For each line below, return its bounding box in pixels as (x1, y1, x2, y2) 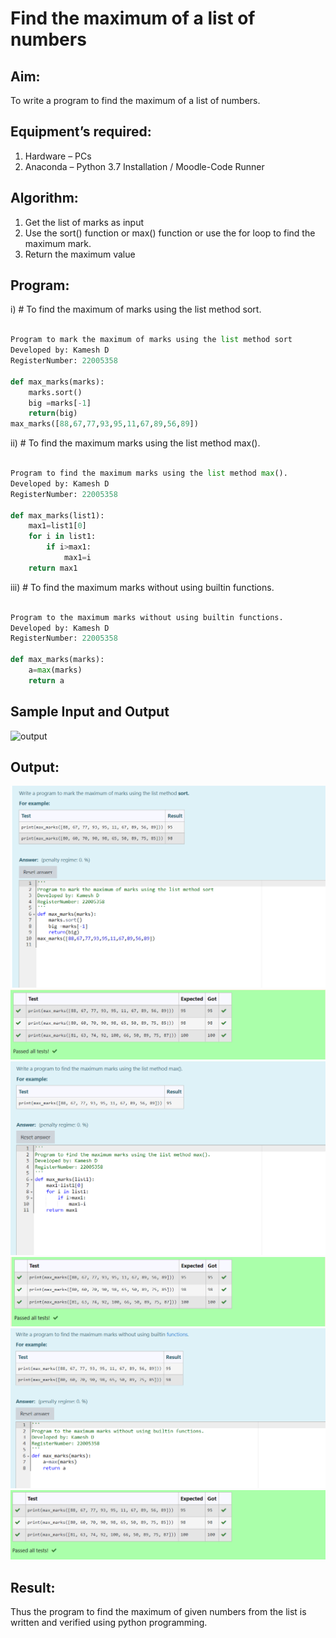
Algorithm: (10, 190, 79, 207)
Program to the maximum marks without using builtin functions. (10, 612, 284, 622)
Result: (10, 1579, 56, 1596)
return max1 (28, 563, 78, 573)
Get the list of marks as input (24, 216, 144, 228)
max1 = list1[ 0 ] (28, 521, 87, 531)
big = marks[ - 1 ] (28, 398, 92, 408)
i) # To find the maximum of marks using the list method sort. (10, 303, 262, 316)
